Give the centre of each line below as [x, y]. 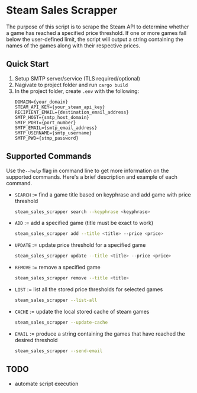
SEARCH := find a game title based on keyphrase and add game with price [103, 194]
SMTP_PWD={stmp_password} [46, 138]
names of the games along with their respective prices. [73, 46]
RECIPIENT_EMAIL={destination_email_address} [72, 112]
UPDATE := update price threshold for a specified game [80, 245]
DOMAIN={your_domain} [41, 102]
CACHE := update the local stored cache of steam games [82, 311]
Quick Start [28, 64]
